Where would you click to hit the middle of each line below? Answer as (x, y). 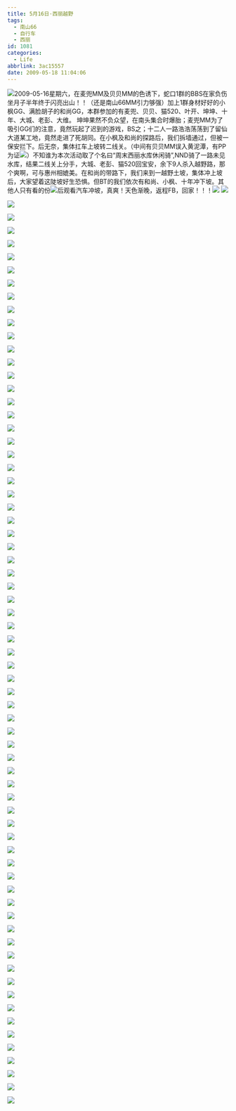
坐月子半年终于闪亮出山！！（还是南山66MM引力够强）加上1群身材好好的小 (117, 102)
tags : (15, 20)
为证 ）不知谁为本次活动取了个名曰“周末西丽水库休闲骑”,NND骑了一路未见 (117, 155)
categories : (25, 53)
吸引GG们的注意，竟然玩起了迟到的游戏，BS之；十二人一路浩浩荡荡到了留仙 (118, 129)
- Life (23, 60)
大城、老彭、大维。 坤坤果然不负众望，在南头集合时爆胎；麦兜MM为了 (121, 119)
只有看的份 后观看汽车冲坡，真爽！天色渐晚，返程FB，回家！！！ (116, 190)
